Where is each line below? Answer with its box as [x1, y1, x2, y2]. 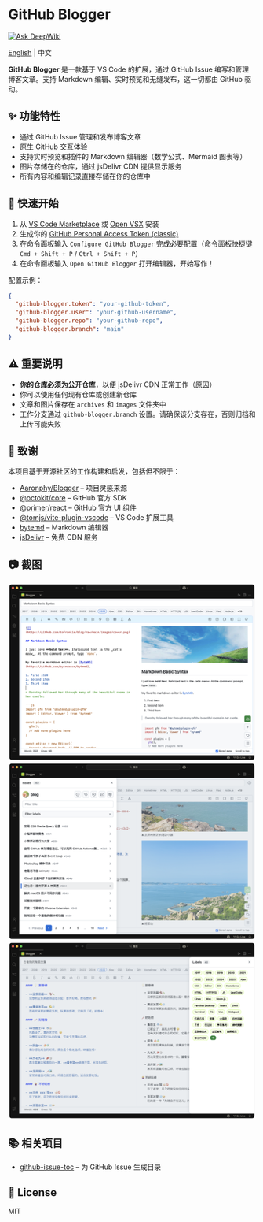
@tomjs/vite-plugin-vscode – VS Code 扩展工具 [19, 513, 174, 522]
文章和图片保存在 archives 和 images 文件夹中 [19, 399, 166, 409]
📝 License [8, 1186, 57, 1199]
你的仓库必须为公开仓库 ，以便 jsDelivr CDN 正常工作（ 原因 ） [19, 380, 217, 389]
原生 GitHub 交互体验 [19, 142, 88, 151]
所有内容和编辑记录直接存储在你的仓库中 [19, 171, 151, 180]
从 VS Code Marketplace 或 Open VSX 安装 [19, 219, 159, 228]
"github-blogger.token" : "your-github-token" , [15, 300, 170, 308]
